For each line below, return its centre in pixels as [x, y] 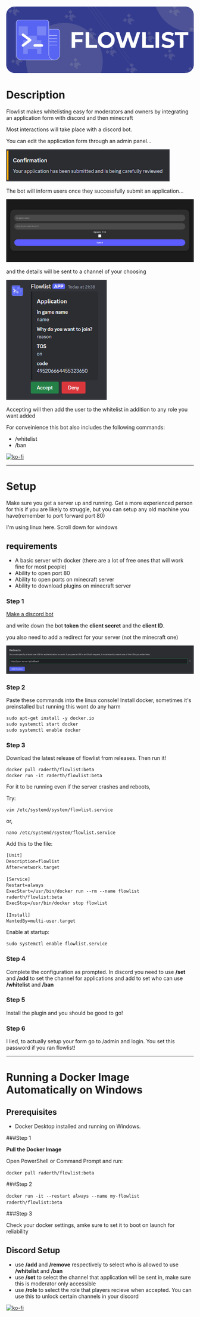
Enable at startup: [28, 932]
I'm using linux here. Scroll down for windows [62, 527]
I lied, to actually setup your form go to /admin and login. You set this [90, 1041]
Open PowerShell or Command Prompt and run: [65, 1161]
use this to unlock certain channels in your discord [76, 1296]
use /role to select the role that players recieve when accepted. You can [103, 1290]
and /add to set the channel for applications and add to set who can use [95, 978]
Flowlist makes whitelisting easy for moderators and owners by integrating [97, 112]
